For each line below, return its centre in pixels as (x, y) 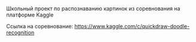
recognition (20, 33)
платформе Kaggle (30, 15)
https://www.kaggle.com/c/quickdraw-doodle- (132, 26)
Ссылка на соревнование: (40, 26)
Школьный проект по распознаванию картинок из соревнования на (93, 9)
